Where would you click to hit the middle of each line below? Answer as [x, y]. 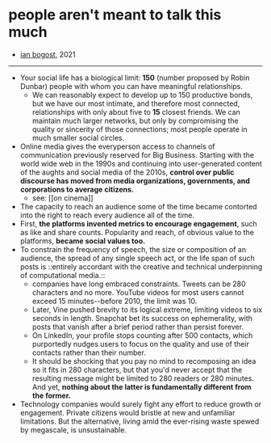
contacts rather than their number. [89, 352]
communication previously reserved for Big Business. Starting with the [137, 154]
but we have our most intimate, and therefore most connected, [136, 103]
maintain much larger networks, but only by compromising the [135, 120]
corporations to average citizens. [77, 189]
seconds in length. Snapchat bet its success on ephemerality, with [142, 318]
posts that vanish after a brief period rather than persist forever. [138, 327]
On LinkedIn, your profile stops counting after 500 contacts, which [142, 335]
